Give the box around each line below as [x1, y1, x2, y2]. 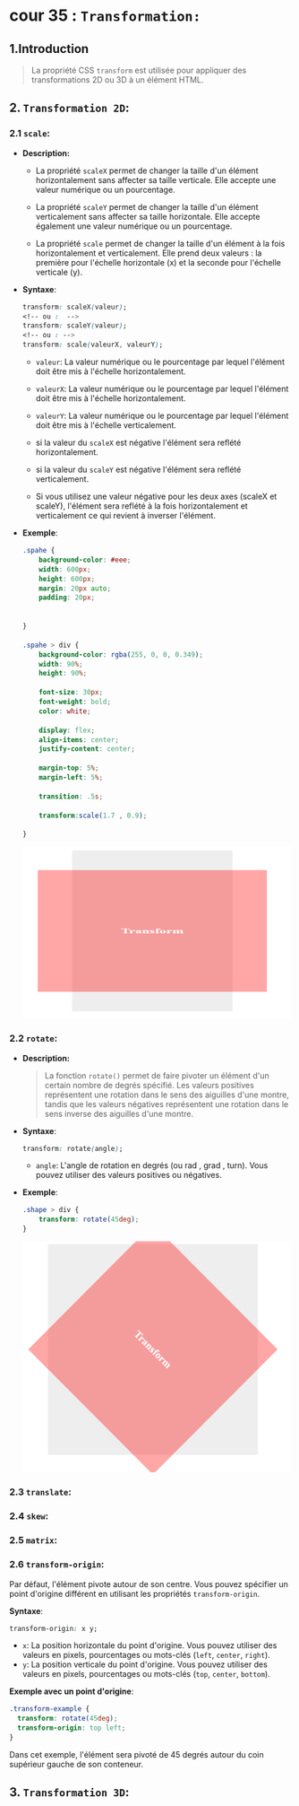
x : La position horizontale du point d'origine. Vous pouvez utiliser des [21, 1640, 278, 1651]
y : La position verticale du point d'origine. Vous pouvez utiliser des [21, 1659, 269, 1670]
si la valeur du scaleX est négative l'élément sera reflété [35, 437, 242, 449]
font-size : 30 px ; [38, 688, 104, 697]
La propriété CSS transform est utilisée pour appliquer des [30, 65, 247, 75]
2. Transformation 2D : [9, 100, 130, 116]
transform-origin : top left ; [17, 1723, 126, 1732]
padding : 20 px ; [38, 593, 96, 602]
